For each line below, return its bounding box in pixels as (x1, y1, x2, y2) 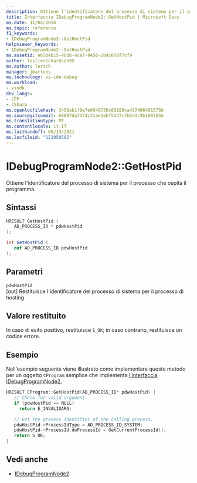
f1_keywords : (6, 31, 38, 36)
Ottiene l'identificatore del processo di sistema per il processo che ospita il (6, 179, 186, 186)
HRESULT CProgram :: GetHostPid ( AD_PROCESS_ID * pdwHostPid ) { (6, 389, 157, 395)
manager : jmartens (6, 69, 51, 75)
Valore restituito (6, 311, 66, 321)
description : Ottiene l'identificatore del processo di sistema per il (6, 8, 185, 15)
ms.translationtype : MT (6, 118, 64, 124)
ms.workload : (6, 80, 38, 86)
